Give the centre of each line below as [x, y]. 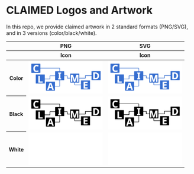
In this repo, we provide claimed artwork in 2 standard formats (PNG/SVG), [97, 27]
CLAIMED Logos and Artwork [79, 10]
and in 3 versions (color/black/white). [51, 33]
